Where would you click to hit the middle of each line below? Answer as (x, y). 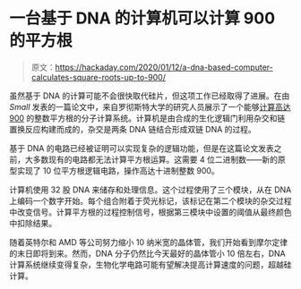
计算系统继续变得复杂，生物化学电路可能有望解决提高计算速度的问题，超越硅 (150, 264)
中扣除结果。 (33, 223)
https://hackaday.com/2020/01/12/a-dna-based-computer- (164, 67)
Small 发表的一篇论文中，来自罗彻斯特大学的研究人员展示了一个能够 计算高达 (150, 106)
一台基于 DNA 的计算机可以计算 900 (142, 18)
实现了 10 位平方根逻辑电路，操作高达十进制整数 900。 (118, 170)
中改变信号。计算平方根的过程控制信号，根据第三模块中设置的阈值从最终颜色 (150, 212)
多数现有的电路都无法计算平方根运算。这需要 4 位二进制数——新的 (155, 159)
